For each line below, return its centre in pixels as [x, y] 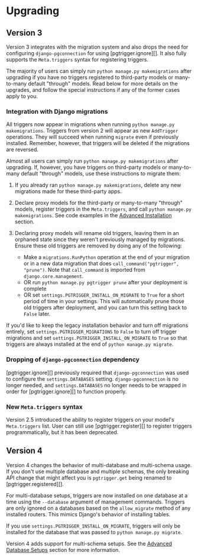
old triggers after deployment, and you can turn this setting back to [105, 308]
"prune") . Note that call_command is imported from [85, 270]
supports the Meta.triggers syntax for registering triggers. [77, 60]
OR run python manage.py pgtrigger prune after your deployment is [106, 282]
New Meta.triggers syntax [44, 407]
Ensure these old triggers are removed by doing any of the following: [98, 246]
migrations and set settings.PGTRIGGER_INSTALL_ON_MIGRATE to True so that [97, 338]
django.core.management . [53, 276]
